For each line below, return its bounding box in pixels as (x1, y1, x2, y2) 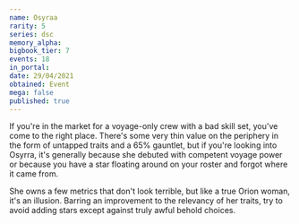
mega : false (9, 88, 54, 97)
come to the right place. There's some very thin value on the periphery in (9, 131, 279, 142)
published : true (9, 96, 70, 106)
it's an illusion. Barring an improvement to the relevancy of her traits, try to (9, 195, 284, 206)
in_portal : (9, 64, 50, 73)
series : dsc (9, 30, 54, 39)
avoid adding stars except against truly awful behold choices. (9, 205, 235, 216)
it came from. (9, 168, 59, 179)
